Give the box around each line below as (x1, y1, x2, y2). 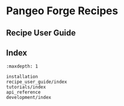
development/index (6, 95, 51, 101)
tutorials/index (6, 84, 46, 90)
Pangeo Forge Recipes (6, 4, 118, 18)
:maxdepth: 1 (6, 63, 38, 69)
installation (6, 74, 38, 80)
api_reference (6, 89, 41, 95)
